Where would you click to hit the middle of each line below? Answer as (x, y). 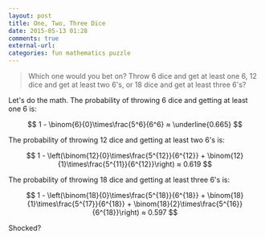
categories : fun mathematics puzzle (69, 53)
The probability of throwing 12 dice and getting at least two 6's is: (116, 140)
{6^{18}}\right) (116, 212)
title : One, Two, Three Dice (57, 23)
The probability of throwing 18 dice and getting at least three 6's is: (119, 179)
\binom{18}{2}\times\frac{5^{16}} (188, 204)
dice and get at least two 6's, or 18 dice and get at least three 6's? (137, 84)
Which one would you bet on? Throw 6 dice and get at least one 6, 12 (142, 76)
